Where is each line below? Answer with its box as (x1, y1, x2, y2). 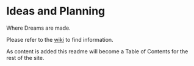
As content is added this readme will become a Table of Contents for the (6, 47, 189, 55)
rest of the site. (6, 54, 45, 61)
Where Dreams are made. (6, 24, 71, 31)
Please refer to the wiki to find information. (6, 36, 114, 43)
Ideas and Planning (6, 4, 106, 18)
